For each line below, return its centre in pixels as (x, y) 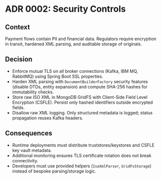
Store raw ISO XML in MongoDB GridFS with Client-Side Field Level (80, 97)
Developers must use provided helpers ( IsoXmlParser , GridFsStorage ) (82, 166)
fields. (18, 107)
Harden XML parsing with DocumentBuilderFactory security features (80, 81)
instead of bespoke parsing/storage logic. (54, 171)
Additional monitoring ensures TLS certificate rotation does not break (82, 156)
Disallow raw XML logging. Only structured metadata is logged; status (82, 112)
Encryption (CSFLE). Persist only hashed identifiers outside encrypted (82, 102)
